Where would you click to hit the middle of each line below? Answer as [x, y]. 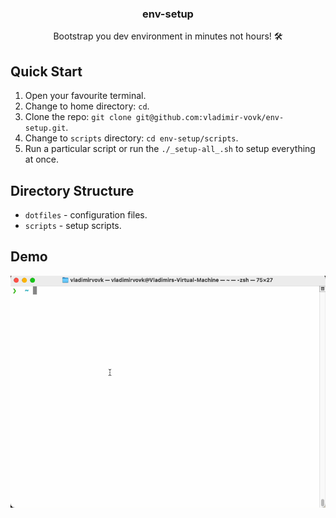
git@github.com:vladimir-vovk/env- [210, 118]
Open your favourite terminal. [85, 96]
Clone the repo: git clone [78, 117]
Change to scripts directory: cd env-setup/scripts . [131, 138]
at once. [42, 159]
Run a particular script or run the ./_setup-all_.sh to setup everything [170, 149]
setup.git [45, 128]
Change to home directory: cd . [87, 106]
